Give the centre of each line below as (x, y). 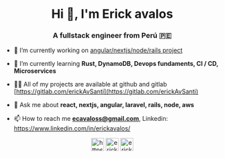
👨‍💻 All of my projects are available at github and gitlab (90, 84)
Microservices (35, 71)
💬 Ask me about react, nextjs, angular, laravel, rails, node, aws (104, 105)
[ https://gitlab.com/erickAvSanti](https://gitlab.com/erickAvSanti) (106, 91)
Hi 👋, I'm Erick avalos (112, 14)
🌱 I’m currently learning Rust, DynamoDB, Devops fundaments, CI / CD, (116, 64)
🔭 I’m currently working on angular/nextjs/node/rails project (98, 50)
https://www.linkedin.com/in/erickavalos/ (72, 128)
